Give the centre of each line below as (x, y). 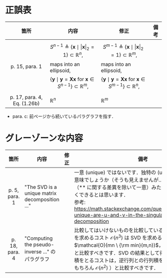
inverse (33, 252)
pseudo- (44, 244)
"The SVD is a (41, 187)
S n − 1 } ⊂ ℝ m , (73, 86)
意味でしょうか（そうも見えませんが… (119, 180)
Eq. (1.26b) (26, 103)
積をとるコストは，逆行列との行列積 (117, 260)
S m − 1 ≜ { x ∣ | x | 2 (123, 47)
